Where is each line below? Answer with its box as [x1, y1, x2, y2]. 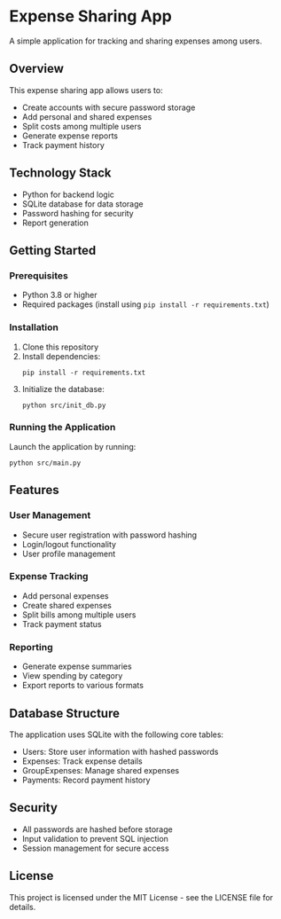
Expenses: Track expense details [21, 756, 144, 766]
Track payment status [21, 618, 102, 629]
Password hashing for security [21, 208, 135, 218]
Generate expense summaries [21, 661, 132, 672]
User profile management [21, 548, 116, 559]
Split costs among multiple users [21, 121, 142, 131]
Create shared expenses [21, 600, 113, 610]
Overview [9, 61, 65, 76]
